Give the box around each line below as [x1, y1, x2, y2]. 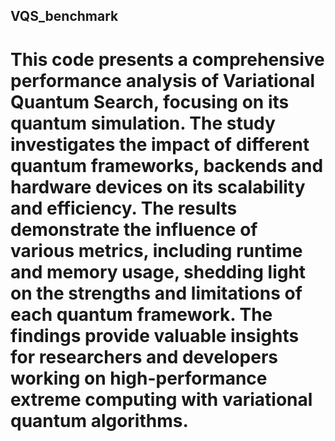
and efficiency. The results [10, 197, 238, 219]
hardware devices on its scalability [10, 175, 306, 198]
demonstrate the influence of [10, 218, 258, 241]
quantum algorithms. [10, 409, 189, 432]
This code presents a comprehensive [10, 48, 325, 71]
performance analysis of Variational [10, 69, 315, 92]
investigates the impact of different [10, 133, 310, 156]
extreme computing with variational [10, 388, 313, 411]
